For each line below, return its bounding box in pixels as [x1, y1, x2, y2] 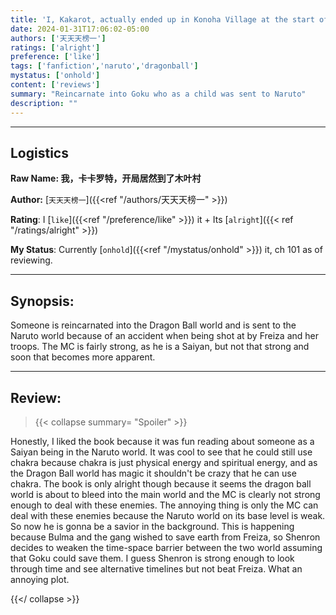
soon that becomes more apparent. [10, 351, 156, 363]
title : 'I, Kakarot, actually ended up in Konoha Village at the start [10, 14, 315, 25]
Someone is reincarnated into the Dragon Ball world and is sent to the [10, 319, 297, 331]
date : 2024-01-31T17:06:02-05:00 [10, 24, 150, 34]
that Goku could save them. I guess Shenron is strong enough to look [10, 552, 295, 564]
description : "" [10, 98, 78, 108]
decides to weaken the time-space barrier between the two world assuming [10, 541, 323, 553]
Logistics [10, 144, 69, 161]
